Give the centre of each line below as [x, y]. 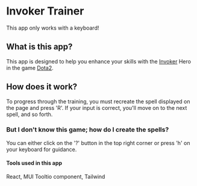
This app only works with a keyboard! [53, 28]
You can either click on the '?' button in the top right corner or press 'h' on [98, 143]
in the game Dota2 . [30, 68]
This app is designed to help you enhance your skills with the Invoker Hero [99, 61]
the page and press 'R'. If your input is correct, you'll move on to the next [97, 107]
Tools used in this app [34, 163]
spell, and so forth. [30, 114]
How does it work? [42, 87]
